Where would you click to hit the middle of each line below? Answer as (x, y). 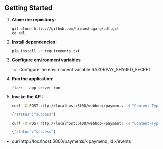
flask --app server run (36, 88)
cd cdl (18, 33)
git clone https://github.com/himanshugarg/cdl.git (65, 29)
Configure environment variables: (47, 60)
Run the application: (33, 79)
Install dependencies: (34, 42)
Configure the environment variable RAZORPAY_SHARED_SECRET (85, 69)
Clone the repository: (34, 19)
